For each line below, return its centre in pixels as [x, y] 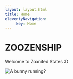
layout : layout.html [26, 10]
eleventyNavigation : [26, 19]
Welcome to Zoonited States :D [37, 62]
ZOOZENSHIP [33, 48]
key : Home [26, 23]
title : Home [17, 14]
